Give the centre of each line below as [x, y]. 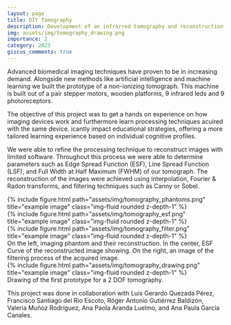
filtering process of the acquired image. [63, 258]
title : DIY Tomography [40, 20]
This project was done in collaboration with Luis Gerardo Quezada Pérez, [111, 293]
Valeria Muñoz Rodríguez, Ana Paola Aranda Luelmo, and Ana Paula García [113, 308]
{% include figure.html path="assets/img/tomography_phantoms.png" [106, 199]
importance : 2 [28, 39]
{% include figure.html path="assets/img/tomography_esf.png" [97, 213]
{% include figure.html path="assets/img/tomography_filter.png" [99, 229]
